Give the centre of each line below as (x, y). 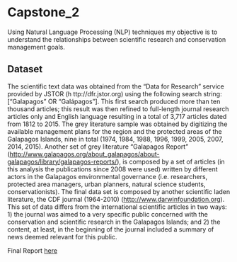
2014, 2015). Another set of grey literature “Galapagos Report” (98, 147)
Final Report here (33, 250)
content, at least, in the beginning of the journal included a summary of (111, 229)
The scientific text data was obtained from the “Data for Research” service (116, 86)
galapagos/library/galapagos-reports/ (62, 161)
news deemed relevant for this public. (62, 237)
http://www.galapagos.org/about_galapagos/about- (85, 154)
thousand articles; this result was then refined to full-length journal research (118, 109)
